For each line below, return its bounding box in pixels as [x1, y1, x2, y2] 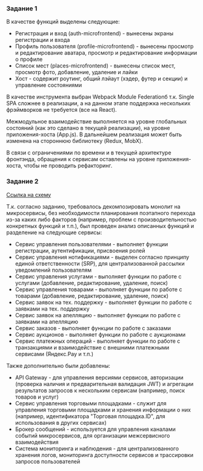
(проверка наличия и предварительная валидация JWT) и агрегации [15, 380, 194, 387]
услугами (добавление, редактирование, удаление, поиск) [15, 279, 168, 286]
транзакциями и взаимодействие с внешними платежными [15, 343, 170, 351]
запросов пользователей [15, 458, 81, 465]
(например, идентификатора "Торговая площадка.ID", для [15, 412, 165, 420]
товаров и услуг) [15, 393, 59, 401]
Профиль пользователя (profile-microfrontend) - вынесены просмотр [15, 43, 194, 50]
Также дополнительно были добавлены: [6, 362, 110, 369]
